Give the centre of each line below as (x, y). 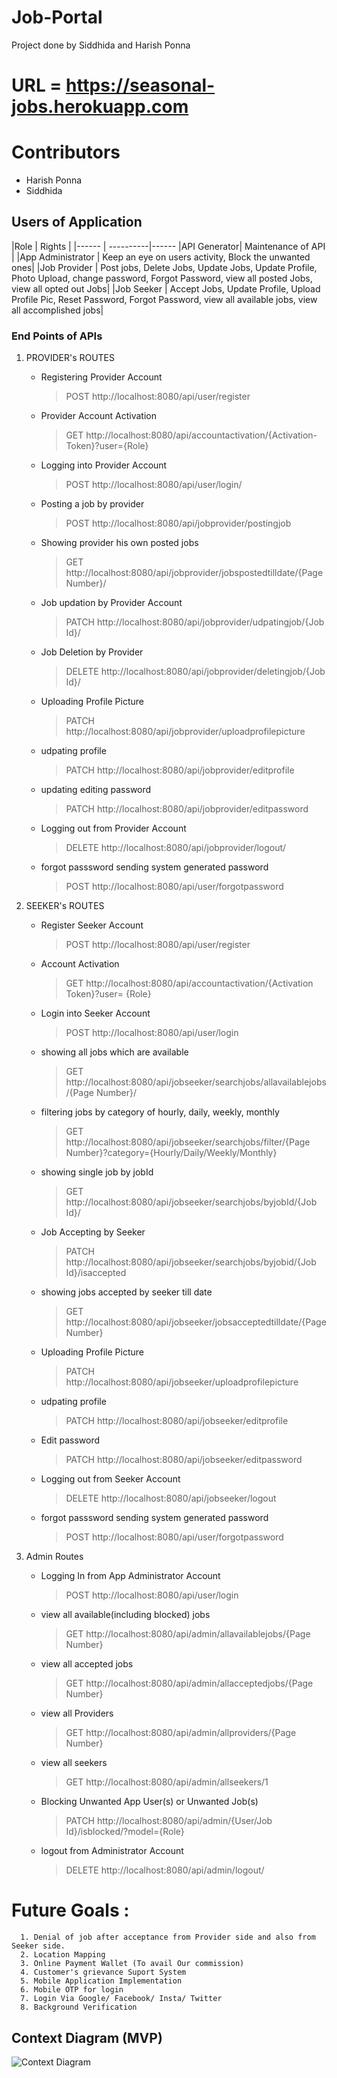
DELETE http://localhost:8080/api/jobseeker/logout (171, 1498)
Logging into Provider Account (104, 465)
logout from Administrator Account (112, 1851)
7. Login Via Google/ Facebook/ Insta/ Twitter (121, 1999)
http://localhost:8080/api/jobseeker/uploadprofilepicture (182, 1382)
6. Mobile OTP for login (72, 1990)
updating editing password (96, 790)
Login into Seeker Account (95, 1013)
